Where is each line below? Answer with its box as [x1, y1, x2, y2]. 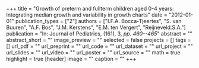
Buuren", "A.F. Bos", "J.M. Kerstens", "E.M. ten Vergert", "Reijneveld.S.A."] [6, 24, 186, 31]
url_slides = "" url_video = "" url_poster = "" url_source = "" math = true [6, 49, 181, 56]
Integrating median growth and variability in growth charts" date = [6, 11, 168, 18]
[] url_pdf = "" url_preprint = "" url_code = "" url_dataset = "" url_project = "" [6, 43, 193, 50]
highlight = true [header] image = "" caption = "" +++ [6, 56, 137, 62]
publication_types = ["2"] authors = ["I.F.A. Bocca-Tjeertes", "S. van [15, 18, 182, 24]
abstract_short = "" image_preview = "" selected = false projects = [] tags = [6, 37, 191, 43]
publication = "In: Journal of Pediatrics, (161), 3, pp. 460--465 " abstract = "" [6, 30, 193, 37]
